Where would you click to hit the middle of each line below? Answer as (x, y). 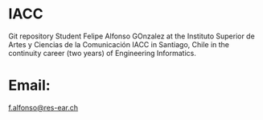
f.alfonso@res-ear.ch (43, 107)
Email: (29, 86)
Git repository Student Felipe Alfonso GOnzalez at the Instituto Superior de (131, 36)
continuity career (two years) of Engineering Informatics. (103, 53)
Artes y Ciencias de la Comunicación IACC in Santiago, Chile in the (119, 44)
